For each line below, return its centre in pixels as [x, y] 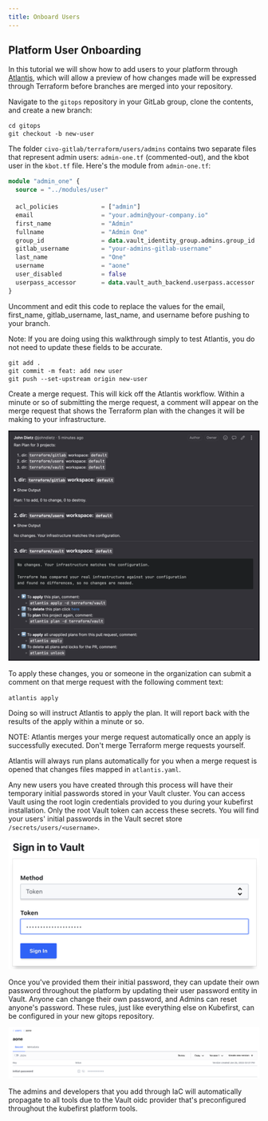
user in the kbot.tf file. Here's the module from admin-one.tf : [110, 166]
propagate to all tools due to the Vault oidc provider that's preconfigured [127, 1099]
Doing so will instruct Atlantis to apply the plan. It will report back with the [129, 713]
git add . [25, 363]
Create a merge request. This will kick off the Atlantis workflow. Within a [126, 394]
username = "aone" [73, 266]
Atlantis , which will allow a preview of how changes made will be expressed [132, 78]
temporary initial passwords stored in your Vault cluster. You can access [127, 793]
